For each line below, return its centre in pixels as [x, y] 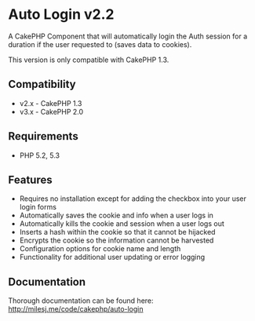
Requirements [43, 136]
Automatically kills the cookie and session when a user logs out [122, 224]
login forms [38, 207]
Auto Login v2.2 [61, 15]
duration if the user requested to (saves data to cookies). [100, 44]
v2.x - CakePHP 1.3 [51, 103]
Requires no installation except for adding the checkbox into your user [133, 199]
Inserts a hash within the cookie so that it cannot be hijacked [117, 232]
